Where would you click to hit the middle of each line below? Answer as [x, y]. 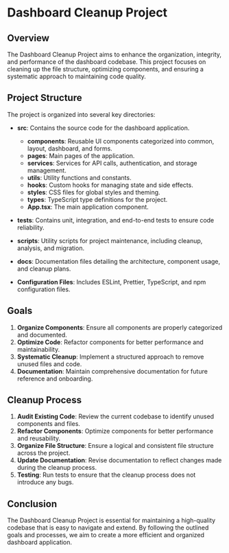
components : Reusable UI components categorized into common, [121, 141]
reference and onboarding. [55, 379]
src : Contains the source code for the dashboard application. [103, 128]
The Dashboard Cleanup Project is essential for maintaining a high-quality [111, 521]
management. [47, 170]
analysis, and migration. [50, 248]
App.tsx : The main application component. [88, 207]
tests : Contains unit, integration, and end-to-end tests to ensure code [116, 220]
